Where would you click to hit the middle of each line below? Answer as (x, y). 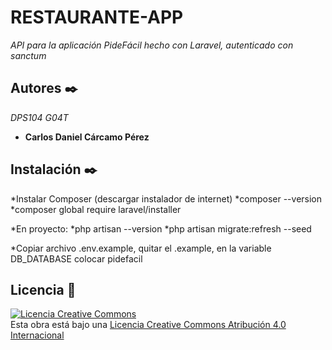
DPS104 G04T (39, 117)
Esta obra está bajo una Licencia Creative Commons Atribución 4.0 (148, 325)
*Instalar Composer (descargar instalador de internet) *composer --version (166, 198)
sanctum (28, 55)
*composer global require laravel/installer (96, 209)
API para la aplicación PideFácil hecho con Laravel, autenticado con (152, 45)
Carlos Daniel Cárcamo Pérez (87, 137)
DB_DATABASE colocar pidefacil (76, 258)
